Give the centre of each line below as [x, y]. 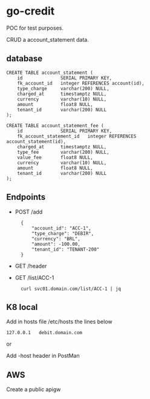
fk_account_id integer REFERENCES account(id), [81, 83]
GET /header [31, 266]
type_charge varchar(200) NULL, [64, 88]
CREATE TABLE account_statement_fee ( [55, 125]
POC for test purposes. [35, 28]
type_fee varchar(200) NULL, [64, 152]
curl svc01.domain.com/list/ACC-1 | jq [71, 289]
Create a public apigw [34, 389]
